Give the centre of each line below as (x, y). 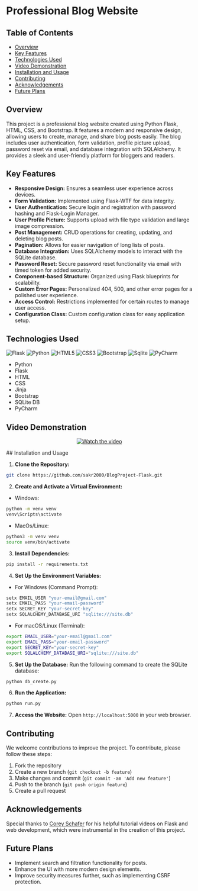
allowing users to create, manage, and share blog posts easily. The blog (94, 136)
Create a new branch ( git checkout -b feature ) (73, 772)
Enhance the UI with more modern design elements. (78, 869)
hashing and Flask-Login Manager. (57, 213)
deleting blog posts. (39, 239)
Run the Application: (40, 693)
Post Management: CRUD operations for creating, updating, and (93, 232)
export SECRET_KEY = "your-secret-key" (53, 647)
